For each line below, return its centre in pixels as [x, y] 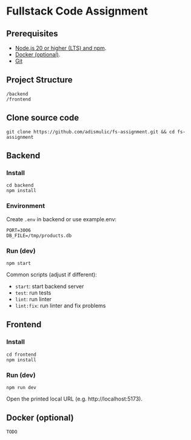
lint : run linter [33, 299]
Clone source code [43, 118]
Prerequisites [32, 34]
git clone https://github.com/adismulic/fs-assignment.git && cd [90, 132]
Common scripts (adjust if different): [52, 275]
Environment [26, 206]
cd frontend [21, 355]
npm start [19, 263]
